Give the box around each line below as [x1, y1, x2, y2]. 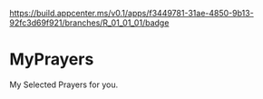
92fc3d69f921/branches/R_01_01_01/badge [9, 17, 170, 28]
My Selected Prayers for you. [9, 79, 119, 90]
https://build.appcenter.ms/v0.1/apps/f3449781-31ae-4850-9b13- [9, 8, 254, 18]
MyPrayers [9, 49, 94, 70]
